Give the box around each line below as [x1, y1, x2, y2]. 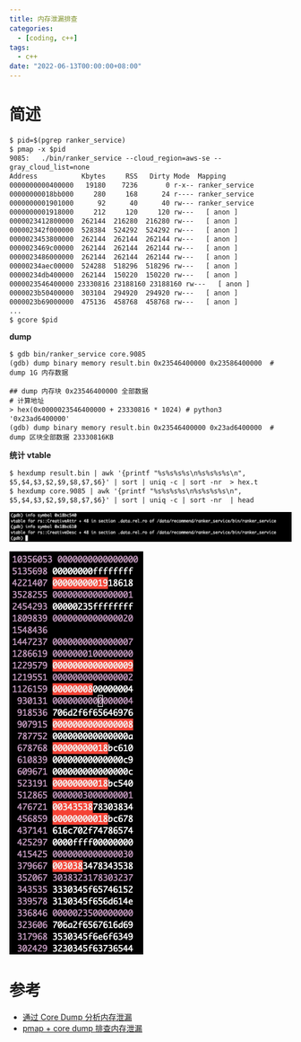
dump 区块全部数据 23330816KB [9, 432, 114, 442]
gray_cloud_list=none [9, 163, 90, 172]
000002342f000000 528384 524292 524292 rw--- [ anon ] [9, 225, 239, 234]
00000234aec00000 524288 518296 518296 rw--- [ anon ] [9, 261, 239, 270]
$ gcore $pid [9, 315, 58, 324]
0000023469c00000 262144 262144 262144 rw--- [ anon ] [9, 243, 239, 252]
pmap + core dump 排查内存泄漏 [21, 1022, 143, 1033]
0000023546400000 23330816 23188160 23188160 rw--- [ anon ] [9, 279, 251, 288]
